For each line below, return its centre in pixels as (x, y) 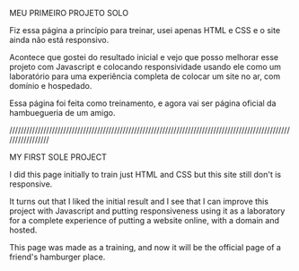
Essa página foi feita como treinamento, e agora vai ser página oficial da (143, 103)
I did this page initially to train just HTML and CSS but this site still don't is (145, 175)
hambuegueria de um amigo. (62, 113)
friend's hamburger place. (57, 257)
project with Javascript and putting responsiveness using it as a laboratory (147, 211)
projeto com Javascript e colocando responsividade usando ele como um (145, 67)
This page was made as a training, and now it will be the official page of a (145, 247)
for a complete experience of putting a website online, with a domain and (145, 220)
